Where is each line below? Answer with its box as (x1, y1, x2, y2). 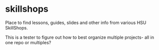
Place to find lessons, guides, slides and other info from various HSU (5, 20, 147, 25)
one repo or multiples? (5, 39, 51, 45)
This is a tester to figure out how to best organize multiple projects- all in (5, 34, 155, 40)
